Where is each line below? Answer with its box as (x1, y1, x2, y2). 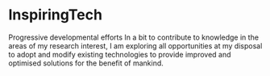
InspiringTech (8, 6, 103, 24)
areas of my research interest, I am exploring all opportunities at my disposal (8, 40, 263, 50)
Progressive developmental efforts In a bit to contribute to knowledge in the (8, 32, 260, 42)
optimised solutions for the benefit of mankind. (8, 58, 164, 68)
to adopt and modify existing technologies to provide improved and (8, 49, 231, 59)
